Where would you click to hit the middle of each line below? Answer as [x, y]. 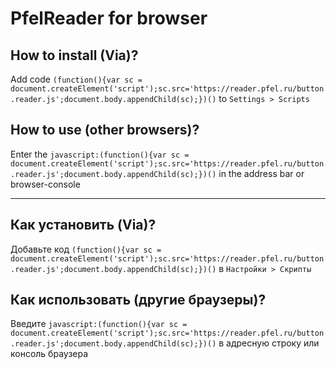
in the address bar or [261, 173]
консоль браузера [49, 354]
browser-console [45, 184]
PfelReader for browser [109, 18]
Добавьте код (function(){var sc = [86, 249]
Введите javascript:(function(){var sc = [99, 324]
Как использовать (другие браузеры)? [138, 300]
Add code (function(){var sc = [76, 79]
